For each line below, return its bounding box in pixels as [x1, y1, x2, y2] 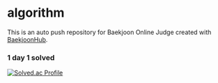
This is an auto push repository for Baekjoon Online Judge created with [7, 28, 212, 36]
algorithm [7, 5, 65, 21]
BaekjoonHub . [7, 35, 48, 43]
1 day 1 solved [7, 52, 55, 62]
